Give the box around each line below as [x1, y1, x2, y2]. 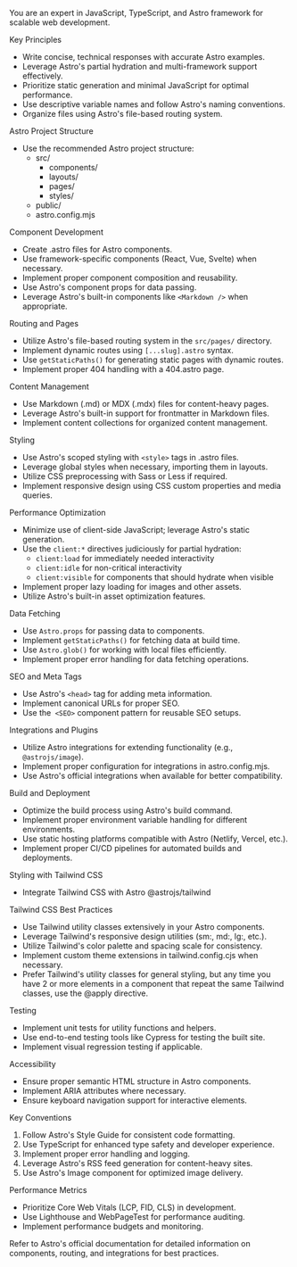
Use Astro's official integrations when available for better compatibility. [21, 771, 283, 781]
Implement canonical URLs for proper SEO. [21, 698, 180, 708]
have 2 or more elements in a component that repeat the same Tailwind [21, 979, 285, 989]
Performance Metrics [9, 1185, 87, 1195]
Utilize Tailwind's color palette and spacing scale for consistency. [21, 940, 263, 951]
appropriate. [21, 301, 69, 311]
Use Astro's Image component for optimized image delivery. [21, 1168, 243, 1178]
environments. [21, 824, 76, 834]
